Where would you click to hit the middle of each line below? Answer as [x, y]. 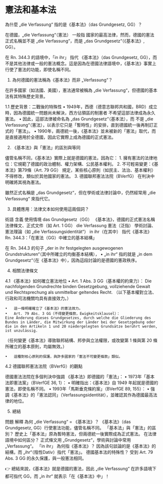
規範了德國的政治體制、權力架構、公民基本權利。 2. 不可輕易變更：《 [86, 164]
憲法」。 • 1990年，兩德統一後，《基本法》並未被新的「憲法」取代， [85, 131]
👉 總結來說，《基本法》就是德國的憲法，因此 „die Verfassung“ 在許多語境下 [81, 468]
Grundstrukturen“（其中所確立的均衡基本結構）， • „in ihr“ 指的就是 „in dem [79, 254]
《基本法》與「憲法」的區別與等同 [46, 147]
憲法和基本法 [31, 10]
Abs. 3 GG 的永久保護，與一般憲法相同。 [46, 458]
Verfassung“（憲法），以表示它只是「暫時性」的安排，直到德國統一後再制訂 [79, 125]
